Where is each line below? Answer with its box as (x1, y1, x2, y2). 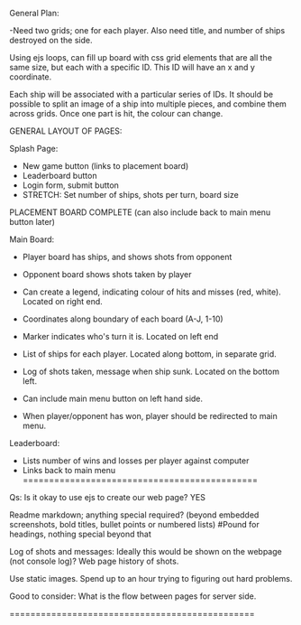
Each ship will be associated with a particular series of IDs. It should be (9, 89, 273, 99)
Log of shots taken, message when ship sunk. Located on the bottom (22, 366, 279, 377)
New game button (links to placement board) (22, 161, 189, 171)
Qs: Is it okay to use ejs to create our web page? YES (9, 492, 205, 502)
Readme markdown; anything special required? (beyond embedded (9, 509, 260, 520)
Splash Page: (9, 144, 59, 154)
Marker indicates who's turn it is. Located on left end (22, 331, 219, 341)
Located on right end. (22, 296, 104, 306)
